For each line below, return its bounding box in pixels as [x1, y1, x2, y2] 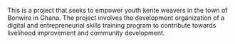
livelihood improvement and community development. [7, 28, 165, 37]
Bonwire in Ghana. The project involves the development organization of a [7, 13, 225, 22]
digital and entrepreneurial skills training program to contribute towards [7, 21, 216, 29]
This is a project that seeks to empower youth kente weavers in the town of [7, 6, 228, 14]
